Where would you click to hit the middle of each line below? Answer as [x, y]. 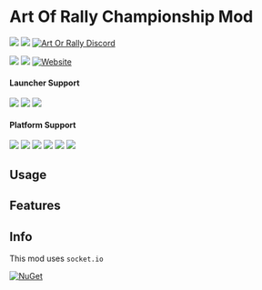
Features [35, 206]
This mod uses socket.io [56, 258]
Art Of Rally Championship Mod [131, 17]
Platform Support [43, 125]
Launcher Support [45, 83]
